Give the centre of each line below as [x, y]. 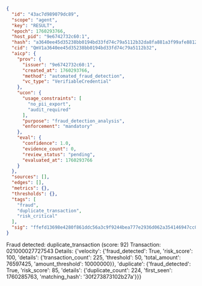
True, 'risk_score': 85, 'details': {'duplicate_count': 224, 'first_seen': [90, 270]
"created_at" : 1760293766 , [56, 70]
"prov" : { [29, 59]
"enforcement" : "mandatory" [57, 127]
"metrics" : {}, [31, 188]
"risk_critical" [38, 216]
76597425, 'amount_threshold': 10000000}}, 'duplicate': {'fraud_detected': [99, 264]
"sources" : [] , [31, 177]
